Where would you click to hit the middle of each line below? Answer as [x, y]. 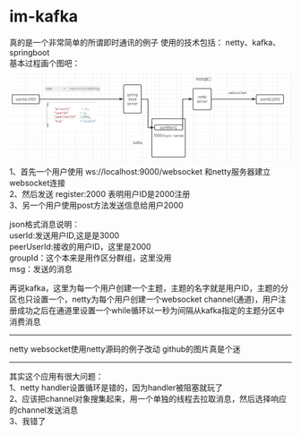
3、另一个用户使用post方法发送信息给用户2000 [96, 205]
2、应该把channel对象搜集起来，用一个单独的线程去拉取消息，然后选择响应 [148, 399]
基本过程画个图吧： [45, 63]
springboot [30, 52]
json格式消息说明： [45, 225]
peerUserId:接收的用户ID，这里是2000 [80, 247]
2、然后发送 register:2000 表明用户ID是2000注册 [100, 194]
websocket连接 [37, 183]
